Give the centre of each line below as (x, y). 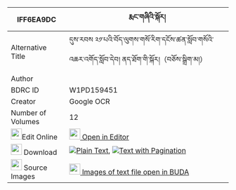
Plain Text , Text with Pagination (131, 150)
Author (22, 79)
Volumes (25, 122)
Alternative (29, 47)
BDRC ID (25, 90)
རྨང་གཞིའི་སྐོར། (147, 17)
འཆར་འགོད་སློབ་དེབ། (95, 59)
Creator (24, 101)
